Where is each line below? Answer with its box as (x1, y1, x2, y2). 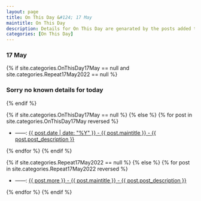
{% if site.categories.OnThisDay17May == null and (6, 64, 130, 72)
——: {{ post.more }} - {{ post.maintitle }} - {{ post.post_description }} (14, 176, 187, 184)
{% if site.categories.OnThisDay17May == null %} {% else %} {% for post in (6, 111, 193, 118)
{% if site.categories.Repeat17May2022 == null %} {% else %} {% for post (6, 158, 190, 166)
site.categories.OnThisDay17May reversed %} (6, 118, 118, 125)
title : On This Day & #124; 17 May (6, 14, 93, 20)
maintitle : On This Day (6, 20, 66, 26)
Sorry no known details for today (6, 86, 103, 94)
